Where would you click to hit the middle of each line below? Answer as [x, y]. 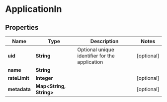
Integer [44, 78]
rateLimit [18, 78]
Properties [22, 27]
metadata [19, 89]
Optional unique [96, 50]
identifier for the [96, 56]
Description [104, 41]
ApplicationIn [34, 9]
